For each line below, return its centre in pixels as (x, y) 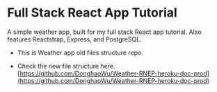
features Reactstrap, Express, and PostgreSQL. (75, 39)
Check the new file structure (58, 66)
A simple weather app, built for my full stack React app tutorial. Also (104, 32)
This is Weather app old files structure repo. (80, 53)
